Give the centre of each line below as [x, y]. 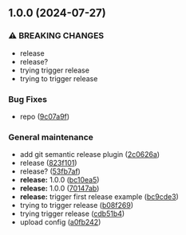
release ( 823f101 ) [48, 163]
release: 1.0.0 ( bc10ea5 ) [59, 180]
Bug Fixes [28, 99]
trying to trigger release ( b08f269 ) [77, 206]
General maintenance [51, 137]
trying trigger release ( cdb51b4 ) [72, 213]
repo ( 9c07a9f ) [45, 116]
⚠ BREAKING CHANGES [56, 36]
